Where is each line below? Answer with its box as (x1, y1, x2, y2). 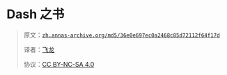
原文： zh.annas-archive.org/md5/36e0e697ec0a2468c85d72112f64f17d (23, 31, 220, 39)
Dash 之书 (6, 6, 65, 22)
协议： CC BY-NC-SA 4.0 (23, 60, 95, 68)
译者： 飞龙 (23, 45, 55, 53)
